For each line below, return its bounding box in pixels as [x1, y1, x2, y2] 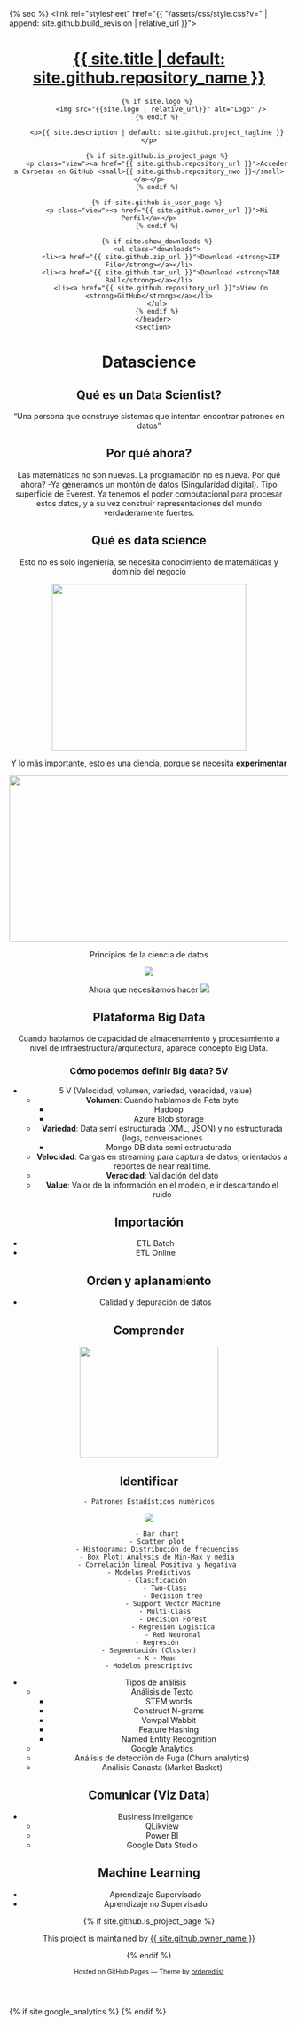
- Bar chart [134, 1529, 179, 1538]
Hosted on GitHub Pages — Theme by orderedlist [74, 1967, 224, 1976]
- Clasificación [127, 1576, 188, 1585]
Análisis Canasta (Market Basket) [101, 1761, 223, 1772]
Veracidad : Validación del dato [106, 1170, 219, 1180]
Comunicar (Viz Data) [88, 1788, 210, 1803]
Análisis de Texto [130, 1686, 193, 1696]
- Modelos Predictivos [106, 1568, 192, 1577]
